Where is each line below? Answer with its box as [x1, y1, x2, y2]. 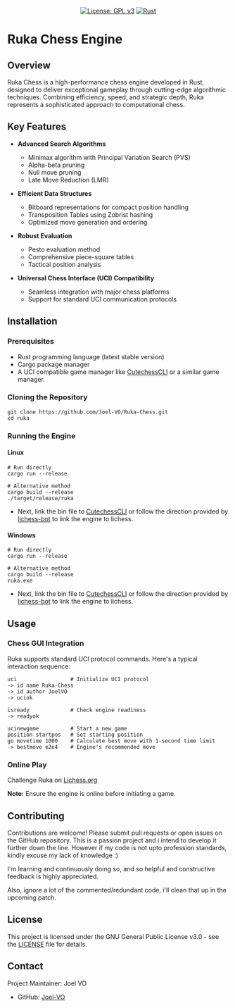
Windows [7, 530, 36, 539]
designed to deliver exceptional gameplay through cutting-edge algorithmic [7, 85, 227, 94]
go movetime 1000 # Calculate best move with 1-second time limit [7, 737, 216, 745]
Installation [7, 316, 58, 328]
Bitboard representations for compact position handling [27, 203, 189, 211]
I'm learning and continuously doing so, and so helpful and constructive [7, 864, 215, 873]
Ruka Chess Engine [7, 32, 123, 47]
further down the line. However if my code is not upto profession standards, [7, 843, 227, 852]
